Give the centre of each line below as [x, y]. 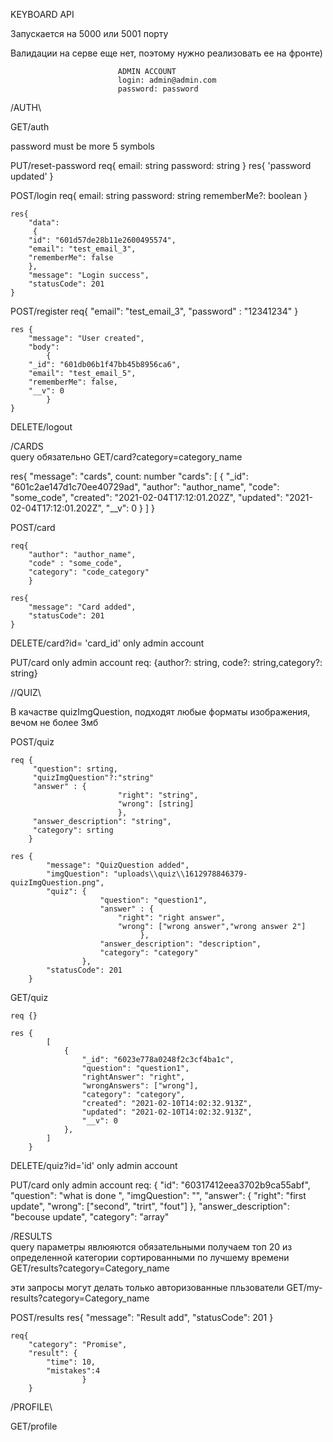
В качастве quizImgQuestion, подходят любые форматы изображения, [160, 712]
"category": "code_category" [89, 572]
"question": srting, [75, 769]
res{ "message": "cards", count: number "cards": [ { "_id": [129, 476]
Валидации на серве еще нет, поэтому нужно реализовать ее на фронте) [166, 53]
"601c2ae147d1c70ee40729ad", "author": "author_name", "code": [145, 487]
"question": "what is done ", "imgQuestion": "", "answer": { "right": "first [158, 1195]
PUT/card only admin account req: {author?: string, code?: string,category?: [166, 662]
